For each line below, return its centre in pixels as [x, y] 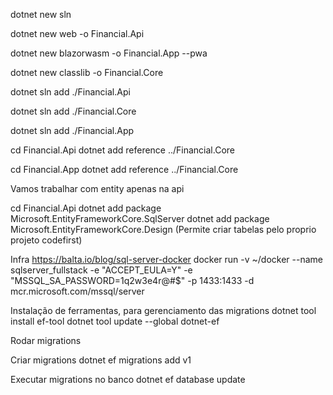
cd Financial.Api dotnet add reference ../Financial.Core [122, 150]
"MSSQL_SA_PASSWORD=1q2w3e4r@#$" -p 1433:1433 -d [132, 280]
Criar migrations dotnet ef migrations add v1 [101, 360]
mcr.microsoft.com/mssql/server [77, 291]
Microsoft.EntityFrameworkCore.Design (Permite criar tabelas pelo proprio [163, 229]
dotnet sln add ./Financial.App [72, 130]
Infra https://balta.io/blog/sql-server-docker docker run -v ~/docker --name [166, 259]
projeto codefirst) [46, 240]
